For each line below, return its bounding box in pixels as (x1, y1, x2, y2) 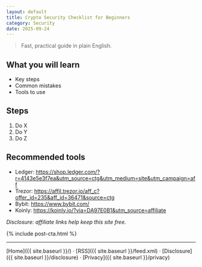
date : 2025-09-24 (6, 25, 50, 32)
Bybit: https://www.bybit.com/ (14, 200, 90, 207)
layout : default (6, 8, 47, 15)
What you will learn (6, 60, 80, 70)
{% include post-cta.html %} (6, 230, 77, 237)
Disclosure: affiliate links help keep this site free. (6, 218, 126, 225)
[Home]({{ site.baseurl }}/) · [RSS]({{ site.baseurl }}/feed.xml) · (6, 247, 161, 254)
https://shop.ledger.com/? (35, 168, 100, 175)
